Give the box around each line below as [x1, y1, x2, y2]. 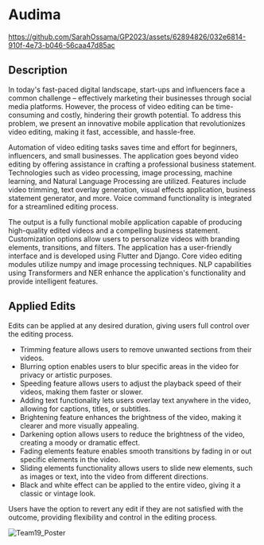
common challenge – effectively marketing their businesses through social [8, 93, 252, 103]
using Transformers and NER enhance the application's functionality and [8, 268, 247, 277]
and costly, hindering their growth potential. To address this [46, 110, 242, 120]
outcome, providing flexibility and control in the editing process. [8, 512, 217, 522]
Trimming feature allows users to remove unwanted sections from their [19, 344, 252, 354]
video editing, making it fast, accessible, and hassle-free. [8, 127, 196, 136]
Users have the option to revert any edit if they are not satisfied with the [8, 504, 244, 513]
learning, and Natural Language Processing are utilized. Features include [8, 176, 247, 186]
